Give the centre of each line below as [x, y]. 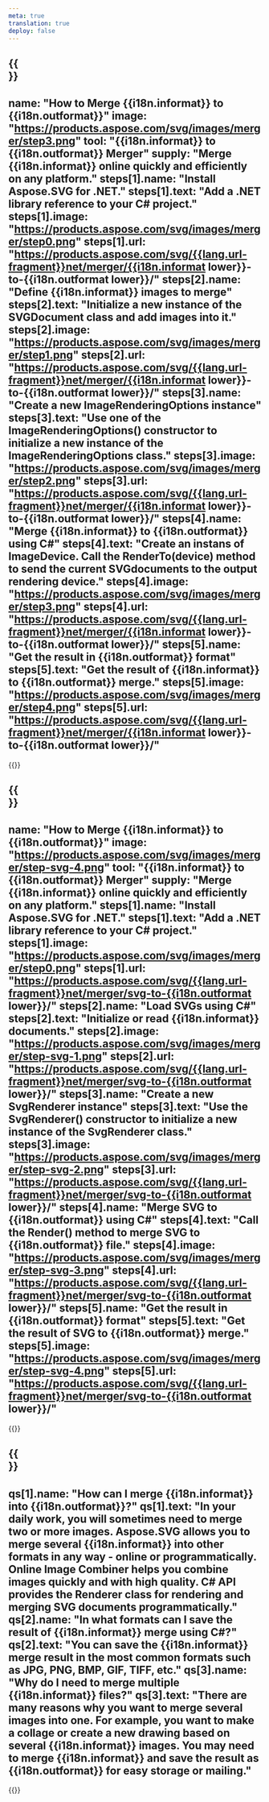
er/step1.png [41, 355]
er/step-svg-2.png [56, 1170]
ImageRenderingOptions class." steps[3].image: [132, 456]
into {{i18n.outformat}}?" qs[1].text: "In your [122, 1506]
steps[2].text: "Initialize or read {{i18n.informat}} [134, 1019]
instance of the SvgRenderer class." [100, 1132]
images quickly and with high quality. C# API [122, 1582]
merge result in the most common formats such [130, 1657]
